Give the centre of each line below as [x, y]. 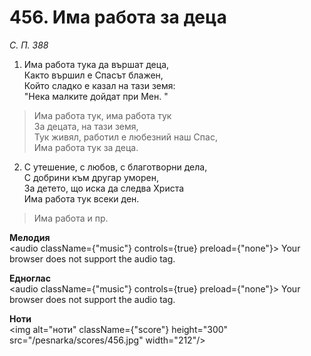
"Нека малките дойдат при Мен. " [96, 96]
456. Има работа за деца [118, 17]
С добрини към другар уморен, [91, 177]
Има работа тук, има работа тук [102, 115]
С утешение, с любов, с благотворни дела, [115, 167]
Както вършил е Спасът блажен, [93, 75]
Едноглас [30, 278]
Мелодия [30, 237]
